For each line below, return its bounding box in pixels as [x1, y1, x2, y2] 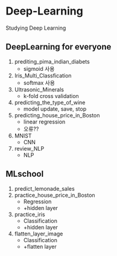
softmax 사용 [23, 79, 55, 86]
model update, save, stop [23, 105, 87, 113]
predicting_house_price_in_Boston [14, 111, 100, 119]
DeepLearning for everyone [5, 42, 112, 52]
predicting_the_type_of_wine [14, 99, 86, 106]
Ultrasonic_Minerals [14, 86, 65, 93]
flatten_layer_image [14, 230, 63, 237]
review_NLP [14, 145, 45, 152]
